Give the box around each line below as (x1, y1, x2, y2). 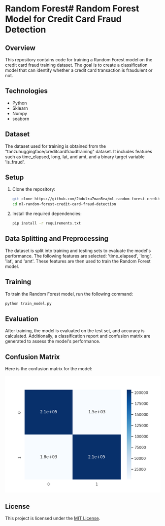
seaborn (12, 116, 30, 122)
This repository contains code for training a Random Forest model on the (5, 57, 153, 62)
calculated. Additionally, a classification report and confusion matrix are (5, 333, 151, 339)
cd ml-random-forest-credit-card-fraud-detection (12, 202, 117, 207)
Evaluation (5, 314, 38, 323)
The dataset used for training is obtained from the (5, 143, 106, 149)
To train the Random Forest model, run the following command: (5, 291, 133, 297)
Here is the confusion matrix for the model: (5, 366, 93, 372)
